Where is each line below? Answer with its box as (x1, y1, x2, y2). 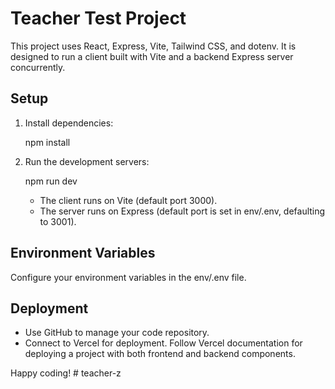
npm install (24, 136, 71, 148)
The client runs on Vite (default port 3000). (39, 194, 218, 206)
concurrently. (10, 61, 66, 73)
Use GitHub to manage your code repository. (24, 327, 210, 339)
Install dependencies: (24, 117, 114, 129)
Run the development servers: (24, 155, 150, 167)
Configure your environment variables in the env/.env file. (10, 271, 247, 283)
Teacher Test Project (10, 7, 187, 30)
